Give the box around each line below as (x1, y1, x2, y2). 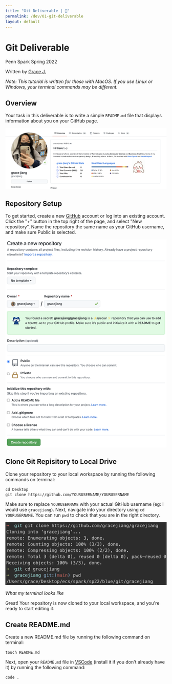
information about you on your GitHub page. (5, 118, 98, 124)
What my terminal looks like (5, 590, 64, 596)
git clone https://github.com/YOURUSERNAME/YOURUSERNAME (5, 492, 130, 497)
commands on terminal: (5, 476, 55, 482)
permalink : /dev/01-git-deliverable (5, 13, 83, 19)
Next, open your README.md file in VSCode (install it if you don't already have (5, 659, 165, 665)
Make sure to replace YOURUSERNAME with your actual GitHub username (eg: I (5, 501, 164, 507)
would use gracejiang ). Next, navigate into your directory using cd (5, 506, 145, 512)
